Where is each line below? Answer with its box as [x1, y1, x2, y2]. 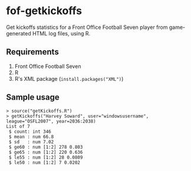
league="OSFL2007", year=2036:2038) [6, 118, 96, 124]
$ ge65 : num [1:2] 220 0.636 [8, 149, 83, 155]
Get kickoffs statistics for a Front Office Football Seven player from [6, 24, 168, 31]
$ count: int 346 [8, 129, 51, 134]
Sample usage [6, 93, 60, 103]
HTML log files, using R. [32, 29, 91, 37]
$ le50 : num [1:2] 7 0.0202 [8, 159, 81, 166]
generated [6, 29, 31, 37]
